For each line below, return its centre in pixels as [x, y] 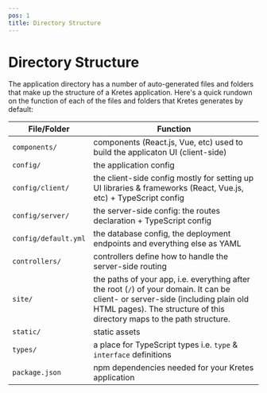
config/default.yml [49, 239]
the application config [134, 165]
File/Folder [49, 129]
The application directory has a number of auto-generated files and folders [131, 84]
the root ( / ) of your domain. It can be [162, 289]
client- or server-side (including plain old [171, 299]
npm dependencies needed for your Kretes [174, 368]
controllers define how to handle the [161, 256]
